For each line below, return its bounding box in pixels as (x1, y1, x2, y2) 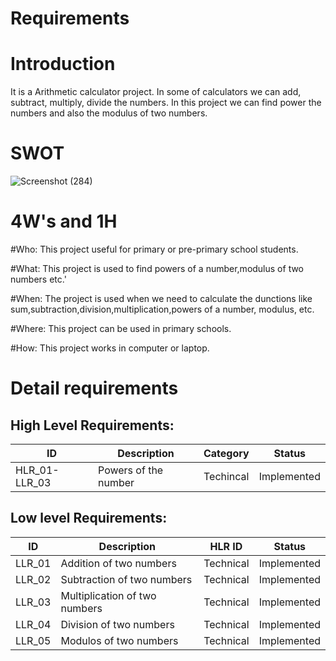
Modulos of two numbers (60, 633, 179, 647)
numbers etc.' (10, 273, 67, 285)
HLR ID (209, 539, 243, 553)
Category (203, 447, 250, 460)
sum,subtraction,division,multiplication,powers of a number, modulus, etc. (10, 303, 315, 315)
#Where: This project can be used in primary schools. (10, 323, 232, 334)
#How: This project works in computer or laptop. (10, 342, 210, 354)
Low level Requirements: (10, 510, 168, 527)
